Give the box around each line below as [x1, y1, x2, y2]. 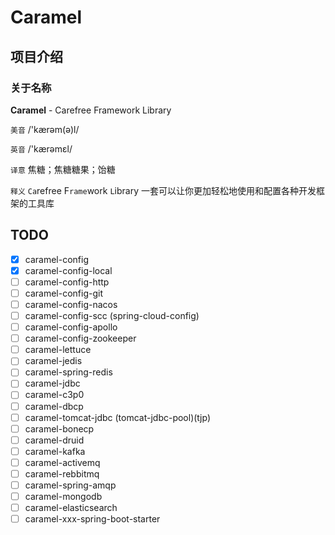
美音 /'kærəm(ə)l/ [10, 123, 80, 135]
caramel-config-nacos [24, 298, 118, 310]
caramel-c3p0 [24, 389, 85, 401]
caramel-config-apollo [24, 321, 118, 333]
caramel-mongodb [24, 491, 103, 502]
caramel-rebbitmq [24, 467, 100, 480]
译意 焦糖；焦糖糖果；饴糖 [10, 163, 116, 175]
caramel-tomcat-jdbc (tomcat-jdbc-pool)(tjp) [24, 411, 211, 423]
